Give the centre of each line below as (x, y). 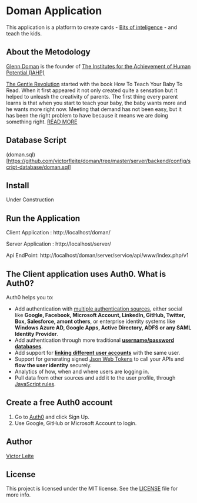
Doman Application (54, 11)
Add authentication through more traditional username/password (94, 340)
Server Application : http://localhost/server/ (59, 244)
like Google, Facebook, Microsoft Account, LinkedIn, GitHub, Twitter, (100, 315)
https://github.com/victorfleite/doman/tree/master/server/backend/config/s (99, 161)
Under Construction (30, 200)
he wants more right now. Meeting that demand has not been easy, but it (94, 109)
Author (19, 442)
